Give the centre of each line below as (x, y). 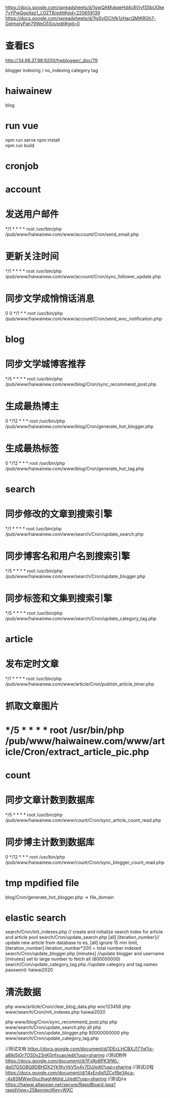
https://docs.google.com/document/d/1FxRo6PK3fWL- (62, 1061)
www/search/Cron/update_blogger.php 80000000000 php (67, 1033)
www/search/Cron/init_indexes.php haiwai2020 (55, 1012)
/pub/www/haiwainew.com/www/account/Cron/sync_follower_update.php (83, 277)
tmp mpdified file (42, 883)
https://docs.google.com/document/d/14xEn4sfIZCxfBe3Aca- (70, 1073)
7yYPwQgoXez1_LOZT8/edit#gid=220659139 (53, 13)
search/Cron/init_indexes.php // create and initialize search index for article (84, 932)
